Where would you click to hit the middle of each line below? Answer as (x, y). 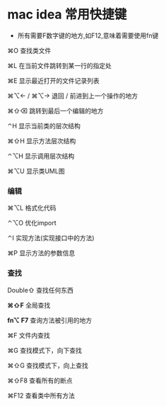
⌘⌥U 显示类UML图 (36, 171)
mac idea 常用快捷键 (67, 15)
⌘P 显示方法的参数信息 (41, 253)
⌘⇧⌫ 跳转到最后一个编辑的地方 (55, 111)
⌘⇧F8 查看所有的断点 (40, 380)
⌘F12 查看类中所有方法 (41, 395)
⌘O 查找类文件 (29, 50)
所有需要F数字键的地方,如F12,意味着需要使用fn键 (88, 35)
